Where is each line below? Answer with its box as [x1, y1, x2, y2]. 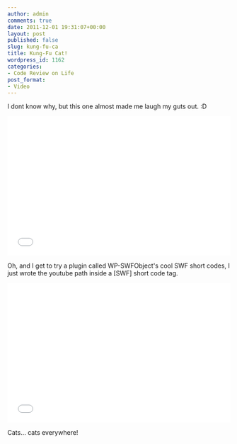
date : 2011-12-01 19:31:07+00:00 [7, 23, 106, 30]
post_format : [7, 76, 46, 84]
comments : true [7, 17, 52, 24]
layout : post [7, 30, 46, 38]
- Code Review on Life [7, 69, 74, 76]
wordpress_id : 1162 [7, 57, 65, 64]
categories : [7, 63, 42, 70]
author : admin [7, 10, 50, 18]
